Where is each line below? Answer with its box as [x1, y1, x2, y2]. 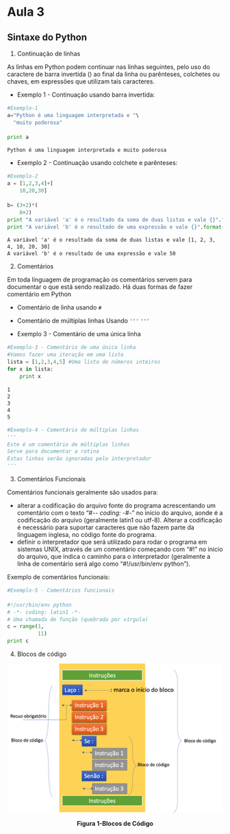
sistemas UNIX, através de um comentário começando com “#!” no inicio [16, 545, 223, 553]
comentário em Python [7, 290, 72, 299]
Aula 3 [7, 4, 44, 20]
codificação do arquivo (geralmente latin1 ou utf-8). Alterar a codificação [16, 516, 222, 524]
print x [19, 372, 41, 380]
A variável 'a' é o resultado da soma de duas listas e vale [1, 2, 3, [7, 237, 216, 244]
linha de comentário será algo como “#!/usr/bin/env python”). [16, 559, 190, 568]
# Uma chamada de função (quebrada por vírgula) [7, 616, 149, 623]
